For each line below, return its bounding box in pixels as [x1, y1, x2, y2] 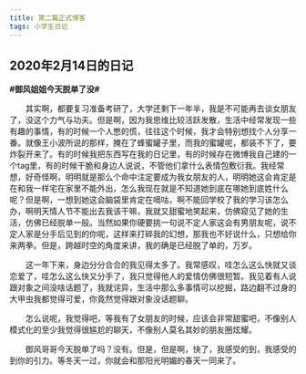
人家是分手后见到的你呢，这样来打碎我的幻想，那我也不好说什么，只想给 [16, 229, 289, 240]
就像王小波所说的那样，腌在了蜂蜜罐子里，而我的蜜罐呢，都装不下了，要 [25, 138, 297, 149]
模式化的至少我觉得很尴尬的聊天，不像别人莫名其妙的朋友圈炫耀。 [9, 325, 257, 336]
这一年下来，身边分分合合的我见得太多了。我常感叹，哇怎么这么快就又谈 [25, 259, 297, 270]
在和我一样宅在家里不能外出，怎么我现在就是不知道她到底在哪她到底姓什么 [9, 183, 289, 194]
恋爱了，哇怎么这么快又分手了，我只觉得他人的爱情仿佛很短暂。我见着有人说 [9, 271, 297, 282]
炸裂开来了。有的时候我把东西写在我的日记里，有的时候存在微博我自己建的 [9, 149, 289, 160]
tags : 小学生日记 [9, 22, 68, 31]
